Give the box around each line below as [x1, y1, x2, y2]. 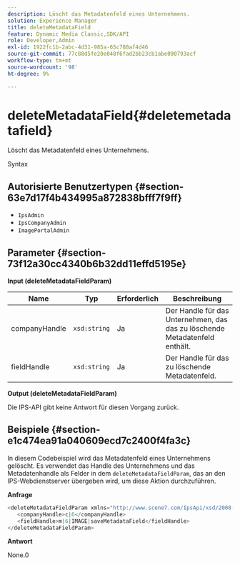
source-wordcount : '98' [7, 64, 79, 71]
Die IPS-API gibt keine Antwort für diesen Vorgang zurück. [7, 403, 179, 411]
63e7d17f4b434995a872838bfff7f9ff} [7, 191, 182, 204]
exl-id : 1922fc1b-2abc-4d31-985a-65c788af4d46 [7, 44, 149, 51]
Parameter [7, 246, 56, 259]
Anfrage [7, 490, 33, 499]
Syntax [7, 160, 29, 169]
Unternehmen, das [165, 315, 228, 325]
